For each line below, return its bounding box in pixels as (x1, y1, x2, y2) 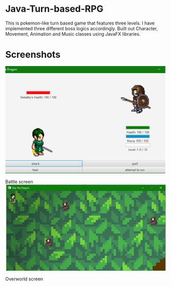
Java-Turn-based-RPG (5, 3, 104, 15)
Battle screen (5, 179, 33, 185)
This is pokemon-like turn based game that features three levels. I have (5, 20, 155, 26)
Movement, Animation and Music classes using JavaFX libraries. (5, 31, 141, 37)
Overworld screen (5, 276, 43, 282)
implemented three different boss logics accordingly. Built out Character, (5, 25, 158, 31)
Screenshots (5, 49, 61, 60)
